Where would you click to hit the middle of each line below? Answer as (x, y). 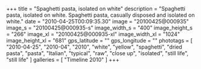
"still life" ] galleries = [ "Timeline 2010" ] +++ (63, 60)
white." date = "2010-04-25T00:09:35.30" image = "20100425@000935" (97, 21)
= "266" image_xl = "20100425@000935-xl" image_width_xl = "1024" (93, 34)
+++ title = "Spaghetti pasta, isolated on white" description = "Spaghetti (96, 9)
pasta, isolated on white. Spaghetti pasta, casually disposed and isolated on (101, 15)
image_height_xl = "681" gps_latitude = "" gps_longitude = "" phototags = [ (100, 40)
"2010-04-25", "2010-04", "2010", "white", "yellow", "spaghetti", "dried (94, 47)
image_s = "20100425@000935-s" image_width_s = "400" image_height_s (100, 28)
